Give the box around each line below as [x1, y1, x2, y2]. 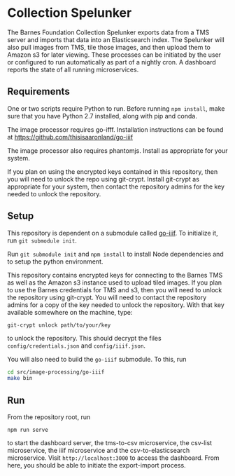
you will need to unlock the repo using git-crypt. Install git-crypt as [7, 175, 199, 183]
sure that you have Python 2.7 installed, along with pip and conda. [7, 111, 197, 120]
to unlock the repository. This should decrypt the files [7, 334, 162, 342]
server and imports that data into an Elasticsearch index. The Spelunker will [7, 35, 225, 43]
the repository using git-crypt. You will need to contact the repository [7, 293, 207, 301]
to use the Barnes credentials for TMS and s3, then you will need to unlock [7, 285, 222, 294]
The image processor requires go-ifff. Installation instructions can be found [7, 125, 224, 134]
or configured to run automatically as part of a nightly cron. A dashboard [7, 57, 217, 66]
